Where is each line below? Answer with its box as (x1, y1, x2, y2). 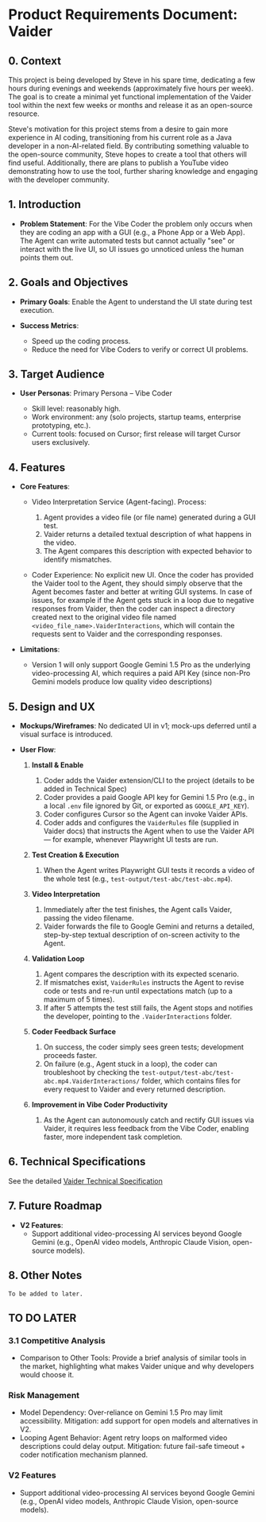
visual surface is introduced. (19, 729, 114, 740)
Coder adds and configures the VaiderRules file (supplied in (43, 818, 240, 828)
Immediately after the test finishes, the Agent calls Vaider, (43, 905, 233, 914)
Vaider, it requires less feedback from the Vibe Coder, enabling (43, 1124, 249, 1134)
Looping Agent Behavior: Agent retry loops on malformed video (19, 1433, 228, 1443)
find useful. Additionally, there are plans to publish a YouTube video (8, 158, 229, 168)
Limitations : (19, 645, 60, 655)
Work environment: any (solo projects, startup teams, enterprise (31, 412, 241, 422)
